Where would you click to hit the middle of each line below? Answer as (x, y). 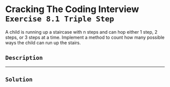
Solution (19, 80)
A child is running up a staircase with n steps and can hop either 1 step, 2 (81, 32)
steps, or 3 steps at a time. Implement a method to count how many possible (85, 37)
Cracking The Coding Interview (72, 9)
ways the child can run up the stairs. (43, 42)
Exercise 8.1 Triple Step (60, 19)
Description (24, 58)
